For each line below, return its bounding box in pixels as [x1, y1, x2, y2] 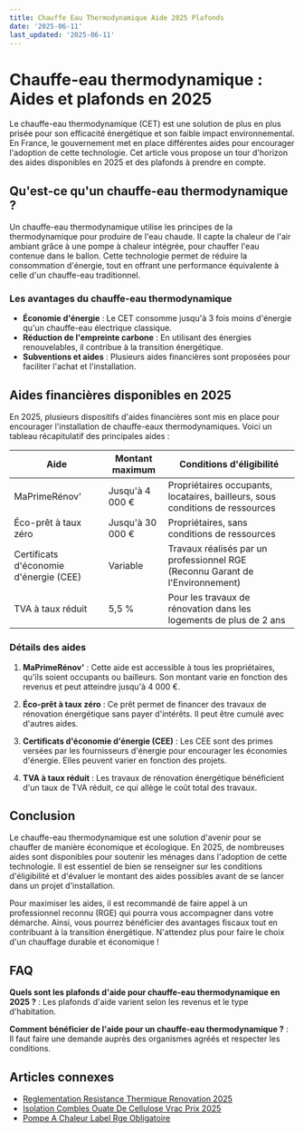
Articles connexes [9, 1069, 115, 1085]
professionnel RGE [167, 554, 247, 567]
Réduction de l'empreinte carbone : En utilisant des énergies [22, 332, 252, 343]
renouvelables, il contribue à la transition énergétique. [22, 342, 223, 353]
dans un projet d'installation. [9, 881, 116, 892]
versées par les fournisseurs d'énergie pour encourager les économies [22, 745, 288, 756]
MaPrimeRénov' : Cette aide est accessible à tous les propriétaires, [22, 661, 276, 672]
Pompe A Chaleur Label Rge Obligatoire [22, 1112, 171, 1123]
